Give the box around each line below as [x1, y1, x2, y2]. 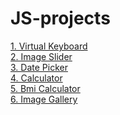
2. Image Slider [10, 50, 73, 62]
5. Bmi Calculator [10, 82, 81, 94]
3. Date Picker [10, 61, 68, 73]
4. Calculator [10, 72, 63, 84]
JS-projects [10, 7, 111, 30]
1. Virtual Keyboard [10, 40, 88, 52]
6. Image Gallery [10, 93, 78, 105]
